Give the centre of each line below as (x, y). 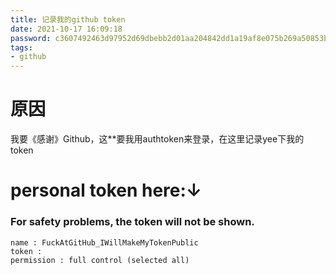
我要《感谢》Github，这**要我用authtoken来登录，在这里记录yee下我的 (157, 139)
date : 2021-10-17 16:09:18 (66, 29)
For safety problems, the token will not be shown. (132, 222)
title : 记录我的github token (68, 19)
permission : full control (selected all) (100, 260)
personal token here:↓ (106, 190)
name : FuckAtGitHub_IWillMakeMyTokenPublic (104, 242)
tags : (21, 47)
